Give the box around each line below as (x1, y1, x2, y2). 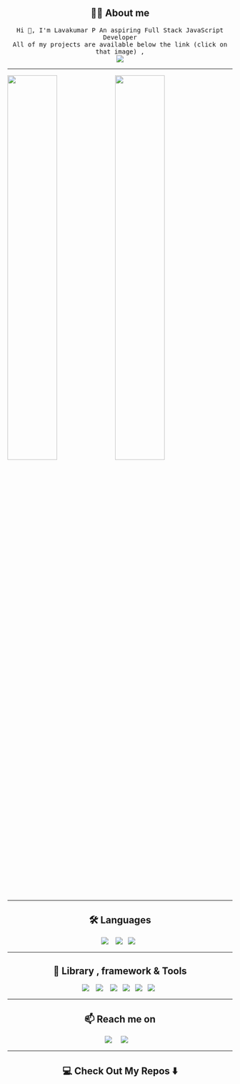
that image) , (95, 47, 145, 56)
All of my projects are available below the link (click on (12, 40, 228, 49)
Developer (103, 33, 137, 41)
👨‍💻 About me (90, 7, 150, 19)
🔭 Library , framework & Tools (53, 965, 187, 978)
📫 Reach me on (84, 1013, 156, 1025)
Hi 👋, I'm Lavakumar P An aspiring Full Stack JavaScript (16, 26, 224, 34)
